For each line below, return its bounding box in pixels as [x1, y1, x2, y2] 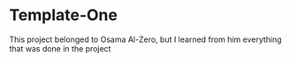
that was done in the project [9, 43, 111, 53]
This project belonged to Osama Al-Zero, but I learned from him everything [9, 34, 282, 45]
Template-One [9, 5, 118, 25]
